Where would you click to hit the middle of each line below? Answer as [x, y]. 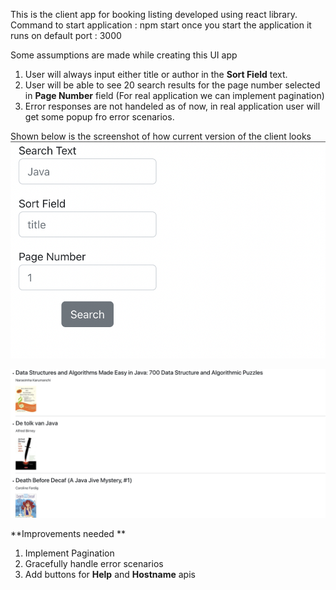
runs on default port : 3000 [66, 35]
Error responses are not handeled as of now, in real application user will [172, 106]
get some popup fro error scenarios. [99, 117]
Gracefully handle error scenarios [94, 563]
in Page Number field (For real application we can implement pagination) [174, 95]
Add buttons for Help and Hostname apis [110, 574]
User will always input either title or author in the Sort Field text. [156, 74]
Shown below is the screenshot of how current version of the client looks [161, 136]
